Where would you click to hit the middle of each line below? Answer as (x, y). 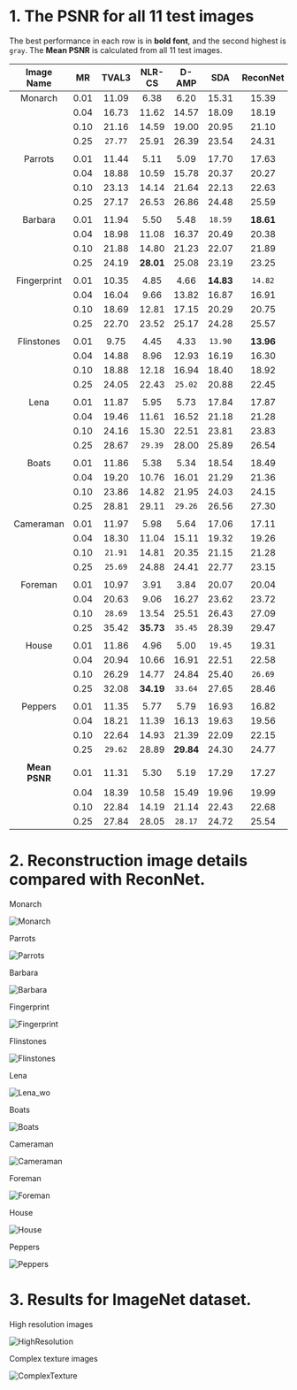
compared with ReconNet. (107, 880)
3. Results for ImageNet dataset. (130, 1300)
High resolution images (51, 1324)
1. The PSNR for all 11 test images (132, 16)
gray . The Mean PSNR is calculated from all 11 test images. (116, 50)
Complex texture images (54, 1358)
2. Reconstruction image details (129, 861)
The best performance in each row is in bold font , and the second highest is (148, 41)
